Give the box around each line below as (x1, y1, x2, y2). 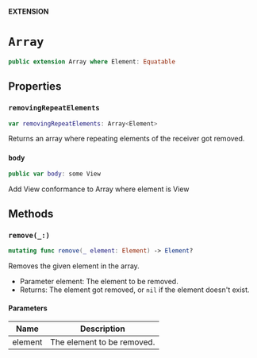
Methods (8, 206, 54, 221)
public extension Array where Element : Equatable (8, 57, 176, 66)
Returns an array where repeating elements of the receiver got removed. (8, 134, 245, 144)
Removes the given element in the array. (8, 261, 140, 271)
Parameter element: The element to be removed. (19, 277, 178, 287)
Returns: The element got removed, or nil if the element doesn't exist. (19, 285, 250, 294)
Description (79, 323, 125, 334)
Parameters (8, 303, 48, 313)
